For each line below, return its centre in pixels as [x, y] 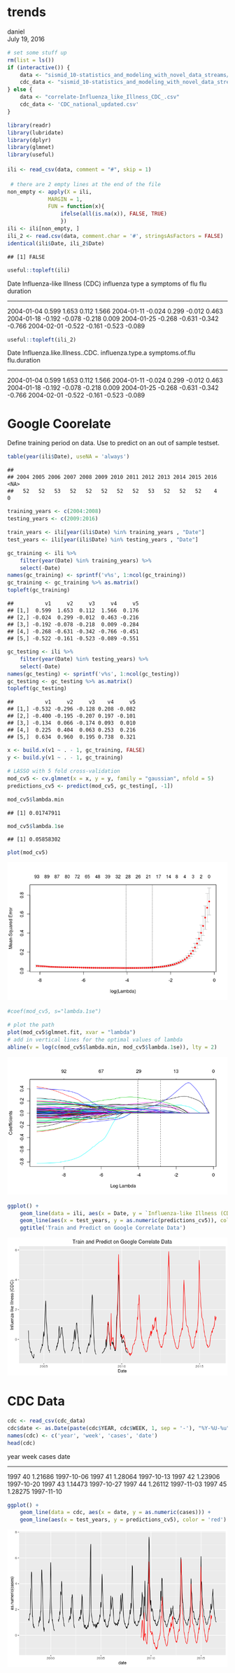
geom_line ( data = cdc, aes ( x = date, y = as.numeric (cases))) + [115, 1513]
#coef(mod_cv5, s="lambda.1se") [54, 1011]
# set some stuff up [37, 52]
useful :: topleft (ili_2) [42, 339]
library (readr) [29, 125]
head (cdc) [22, 1443]
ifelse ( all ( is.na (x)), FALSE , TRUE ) [114, 214]
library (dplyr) [29, 140]
